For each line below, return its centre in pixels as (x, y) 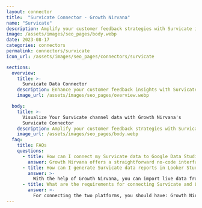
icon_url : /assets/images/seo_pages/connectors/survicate (80, 57)
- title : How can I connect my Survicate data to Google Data (102, 156)
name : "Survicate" (29, 23)
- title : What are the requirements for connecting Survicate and (107, 185)
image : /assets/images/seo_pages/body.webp (62, 34)
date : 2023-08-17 (28, 40)
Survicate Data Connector (54, 84)
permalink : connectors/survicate (48, 51)
